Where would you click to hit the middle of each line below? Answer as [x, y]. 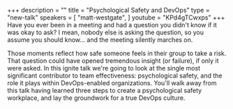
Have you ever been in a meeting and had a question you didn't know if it [112, 25]
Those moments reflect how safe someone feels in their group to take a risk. [117, 53]
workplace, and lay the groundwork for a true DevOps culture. [96, 98]
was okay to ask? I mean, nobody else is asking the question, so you [106, 32]
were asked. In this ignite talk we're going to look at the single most [104, 68]
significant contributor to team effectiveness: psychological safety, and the [115, 75]
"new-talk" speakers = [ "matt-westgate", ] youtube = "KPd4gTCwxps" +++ [116, 17]
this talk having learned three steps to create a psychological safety [105, 90]
